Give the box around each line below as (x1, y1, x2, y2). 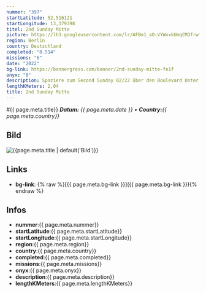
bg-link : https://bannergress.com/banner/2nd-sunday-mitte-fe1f (6, 66, 174, 72)
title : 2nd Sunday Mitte (6, 89, 70, 95)
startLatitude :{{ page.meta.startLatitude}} (15, 228, 123, 235)
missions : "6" (6, 55, 43, 61)
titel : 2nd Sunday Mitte (6, 26, 70, 33)
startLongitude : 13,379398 (6, 20, 75, 26)
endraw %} (15, 187, 44, 194)
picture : (6, 32, 29, 38)
